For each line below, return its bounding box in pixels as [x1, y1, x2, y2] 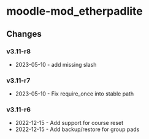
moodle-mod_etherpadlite [6, 4, 143, 18]
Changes [6, 29, 42, 39]
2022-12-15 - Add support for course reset [15, 119, 124, 127]
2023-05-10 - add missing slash [15, 61, 97, 68]
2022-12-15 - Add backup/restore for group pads [15, 126, 140, 133]
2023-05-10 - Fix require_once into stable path [15, 90, 134, 97]
